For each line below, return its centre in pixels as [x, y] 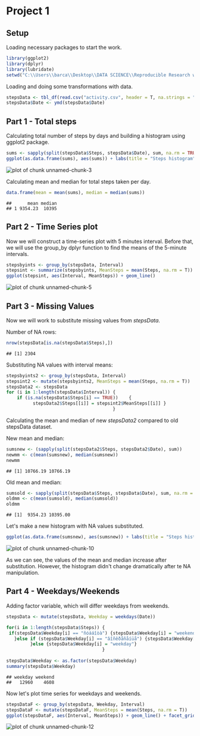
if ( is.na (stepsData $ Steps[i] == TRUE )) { [74, 398]
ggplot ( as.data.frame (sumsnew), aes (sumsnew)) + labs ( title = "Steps [94, 537]
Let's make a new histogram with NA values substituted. [75, 526]
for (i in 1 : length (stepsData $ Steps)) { [56, 627]
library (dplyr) [25, 64]
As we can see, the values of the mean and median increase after [86, 560]
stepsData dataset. [29, 426]
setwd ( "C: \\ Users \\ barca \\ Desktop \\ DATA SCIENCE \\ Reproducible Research [98, 75]
